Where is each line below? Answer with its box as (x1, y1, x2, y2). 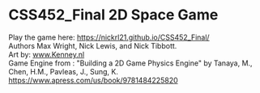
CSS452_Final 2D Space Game (8, 6, 219, 24)
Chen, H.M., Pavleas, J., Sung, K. (8, 66, 119, 76)
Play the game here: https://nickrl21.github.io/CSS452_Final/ (8, 32, 210, 42)
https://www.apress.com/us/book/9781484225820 (8, 75, 178, 85)
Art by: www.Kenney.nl (8, 49, 85, 59)
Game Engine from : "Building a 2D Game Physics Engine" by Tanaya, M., (8, 58, 253, 68)
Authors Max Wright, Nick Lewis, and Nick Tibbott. (8, 40, 177, 50)
